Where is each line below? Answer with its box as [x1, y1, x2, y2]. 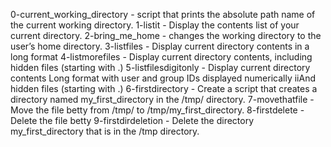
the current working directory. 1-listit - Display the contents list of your [10, 19, 300, 31]
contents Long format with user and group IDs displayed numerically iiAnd [10, 72, 316, 84]
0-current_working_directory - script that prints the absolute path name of [10, 9, 316, 20]
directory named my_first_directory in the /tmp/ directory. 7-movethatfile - [10, 94, 315, 105]
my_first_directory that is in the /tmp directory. [10, 125, 200, 137]
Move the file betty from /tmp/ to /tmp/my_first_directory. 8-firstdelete [10, 104, 298, 116]
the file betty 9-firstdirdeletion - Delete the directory [39, 115, 255, 126]
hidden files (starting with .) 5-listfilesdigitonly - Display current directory [10, 62, 311, 73]
